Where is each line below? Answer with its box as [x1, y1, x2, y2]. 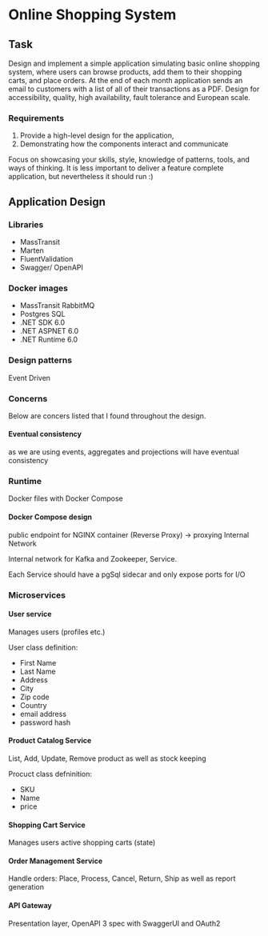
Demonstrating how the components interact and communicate [19, 139, 229, 149]
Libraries [8, 218, 44, 230]
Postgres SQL [19, 310, 66, 319]
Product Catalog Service [8, 736, 92, 746]
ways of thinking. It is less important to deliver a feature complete [8, 163, 224, 173]
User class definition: [8, 642, 78, 652]
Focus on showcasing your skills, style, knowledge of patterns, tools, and [8, 154, 250, 165]
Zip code [19, 692, 50, 702]
